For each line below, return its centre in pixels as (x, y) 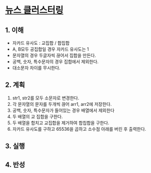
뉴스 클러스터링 (34, 10)
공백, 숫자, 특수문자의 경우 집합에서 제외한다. (55, 62)
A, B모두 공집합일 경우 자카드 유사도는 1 (51, 49)
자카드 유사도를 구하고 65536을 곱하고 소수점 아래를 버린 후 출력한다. (79, 129)
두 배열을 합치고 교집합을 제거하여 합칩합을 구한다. (61, 123)
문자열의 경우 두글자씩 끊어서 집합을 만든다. (54, 55)
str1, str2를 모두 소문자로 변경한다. (46, 98)
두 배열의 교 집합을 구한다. (38, 116)
